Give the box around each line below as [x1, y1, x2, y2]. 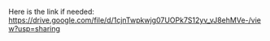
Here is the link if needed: [8, 7, 95, 16]
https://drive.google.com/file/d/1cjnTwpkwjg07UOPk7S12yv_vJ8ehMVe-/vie [8, 15, 262, 25]
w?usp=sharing [8, 24, 61, 33]
